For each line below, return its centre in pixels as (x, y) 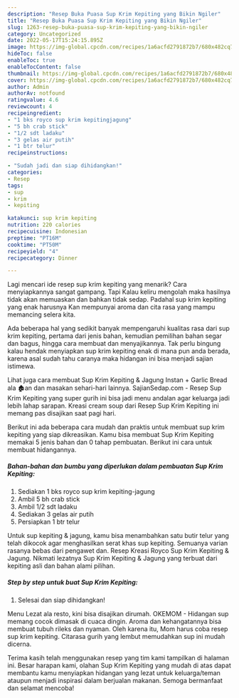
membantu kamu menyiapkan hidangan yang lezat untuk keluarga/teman (114, 673)
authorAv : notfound (36, 93)
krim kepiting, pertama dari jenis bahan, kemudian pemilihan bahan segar (115, 336)
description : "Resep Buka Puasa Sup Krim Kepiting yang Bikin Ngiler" (114, 14)
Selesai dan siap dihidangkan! (61, 600)
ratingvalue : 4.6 (33, 100)
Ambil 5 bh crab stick (49, 499)
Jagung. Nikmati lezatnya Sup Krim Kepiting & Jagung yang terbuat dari (112, 559)
